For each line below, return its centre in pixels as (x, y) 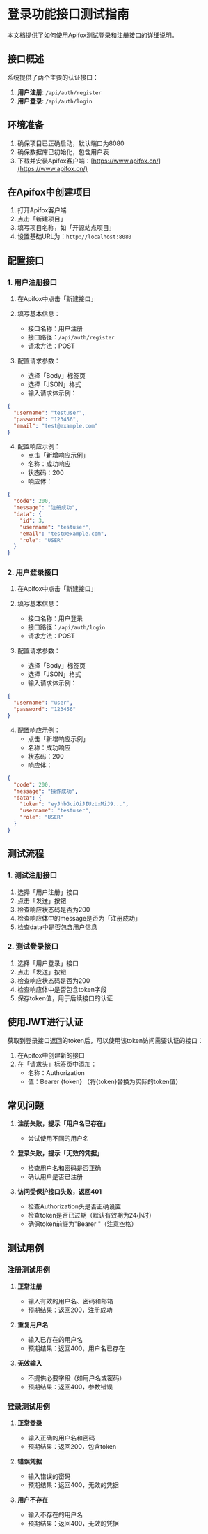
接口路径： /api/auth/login (66, 627)
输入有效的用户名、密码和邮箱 (70, 1301)
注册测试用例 (29, 1270)
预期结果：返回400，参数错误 (70, 1387)
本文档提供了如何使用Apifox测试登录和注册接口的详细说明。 (93, 35)
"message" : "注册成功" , (46, 508)
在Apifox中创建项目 (49, 192)
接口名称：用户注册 (55, 328)
